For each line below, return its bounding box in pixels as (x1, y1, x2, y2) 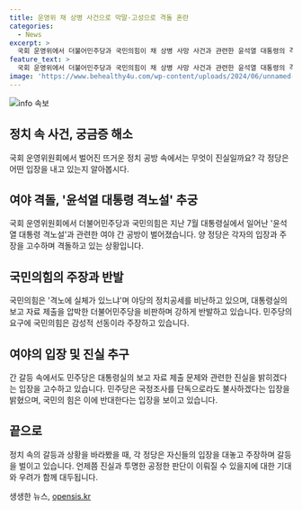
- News (17, 30, 42, 39)
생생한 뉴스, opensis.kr (9, 490, 92, 501)
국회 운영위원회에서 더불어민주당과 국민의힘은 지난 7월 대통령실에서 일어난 (9, 218, 269, 229)
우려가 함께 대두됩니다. (18, 471, 99, 482)
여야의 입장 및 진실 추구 (9, 346, 130, 361)
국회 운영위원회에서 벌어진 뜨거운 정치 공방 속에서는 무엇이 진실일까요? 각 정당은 (9, 152, 289, 163)
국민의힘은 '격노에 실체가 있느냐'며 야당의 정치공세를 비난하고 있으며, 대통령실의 (9, 295, 288, 306)
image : (9, 72, 34, 81)
